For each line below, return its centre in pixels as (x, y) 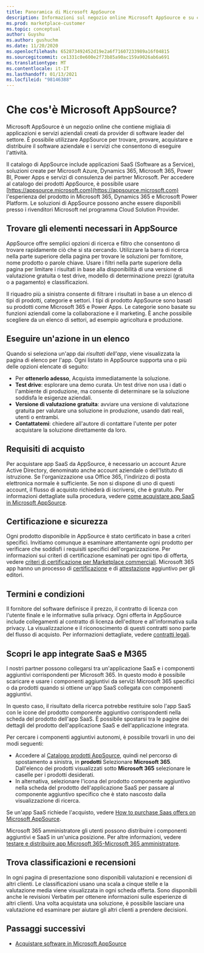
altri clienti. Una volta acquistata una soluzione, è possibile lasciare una (95, 903)
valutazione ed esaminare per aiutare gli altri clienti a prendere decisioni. (97, 909)
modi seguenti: (25, 743)
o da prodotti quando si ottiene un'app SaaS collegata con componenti (95, 687)
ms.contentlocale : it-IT (38, 68)
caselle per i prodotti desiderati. (55, 775)
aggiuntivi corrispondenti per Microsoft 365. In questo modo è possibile (96, 674)
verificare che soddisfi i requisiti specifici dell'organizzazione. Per (89, 549)
